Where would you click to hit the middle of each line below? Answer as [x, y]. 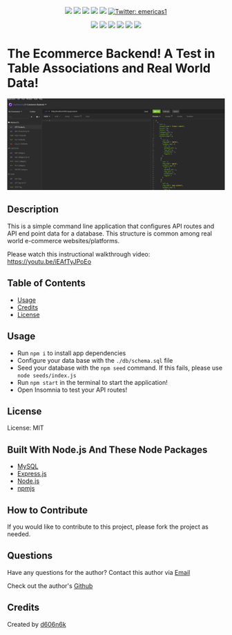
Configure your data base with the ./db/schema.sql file [95, 360]
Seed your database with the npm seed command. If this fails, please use [120, 368]
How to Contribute [48, 510]
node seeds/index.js [47, 376]
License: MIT [26, 428]
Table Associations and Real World [109, 68]
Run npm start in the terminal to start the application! [92, 382]
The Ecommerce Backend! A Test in [111, 54]
